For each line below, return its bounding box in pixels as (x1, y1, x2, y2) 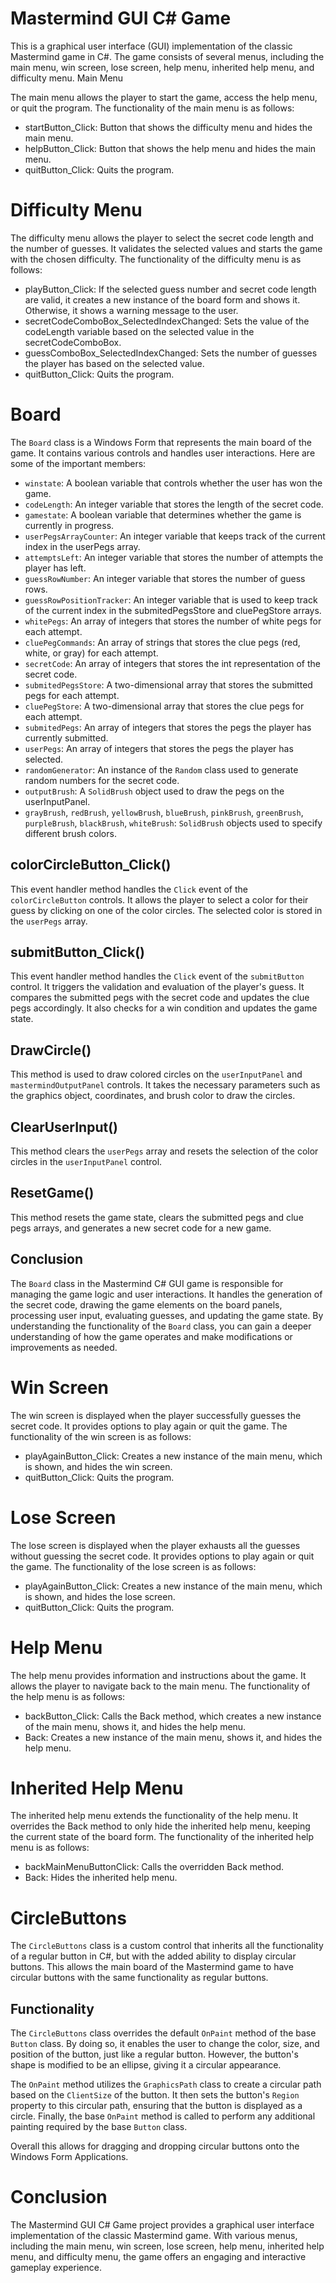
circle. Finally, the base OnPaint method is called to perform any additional (10, 2110, 316, 2122)
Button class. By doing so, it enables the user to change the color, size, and (10, 2038, 320, 2050)
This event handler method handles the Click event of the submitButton (10, 970, 305, 982)
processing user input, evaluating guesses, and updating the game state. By (10, 1309, 324, 1321)
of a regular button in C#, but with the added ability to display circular (10, 1950, 297, 1962)
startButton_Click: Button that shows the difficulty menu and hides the (24, 121, 313, 133)
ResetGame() (10, 1185, 95, 1202)
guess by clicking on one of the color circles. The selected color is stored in (10, 904, 323, 916)
